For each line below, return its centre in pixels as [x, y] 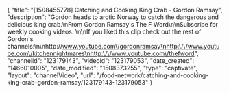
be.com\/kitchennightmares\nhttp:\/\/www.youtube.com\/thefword [101, 53]
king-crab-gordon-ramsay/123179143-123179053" [78, 82]
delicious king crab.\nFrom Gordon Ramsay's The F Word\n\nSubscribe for [112, 24]
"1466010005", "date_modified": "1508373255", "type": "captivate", [103, 68]
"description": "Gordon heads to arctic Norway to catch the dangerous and [113, 17]
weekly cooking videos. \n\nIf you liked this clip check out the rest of [104, 31]
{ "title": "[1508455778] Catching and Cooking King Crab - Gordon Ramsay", [115, 10]
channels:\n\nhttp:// [35, 46]
